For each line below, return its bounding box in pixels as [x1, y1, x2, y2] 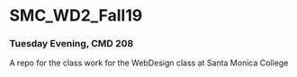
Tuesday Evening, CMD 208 [9, 38, 134, 50]
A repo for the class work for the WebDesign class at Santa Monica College [9, 57, 289, 68]
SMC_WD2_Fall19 [9, 5, 143, 26]
